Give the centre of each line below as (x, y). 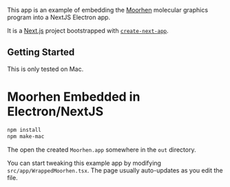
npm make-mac (26, 136)
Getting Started (41, 52)
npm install (24, 130)
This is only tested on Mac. (45, 69)
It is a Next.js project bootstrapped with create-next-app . (88, 31)
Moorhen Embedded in (74, 97)
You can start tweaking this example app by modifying (84, 163)
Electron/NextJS (55, 111)
